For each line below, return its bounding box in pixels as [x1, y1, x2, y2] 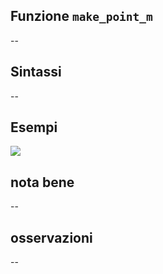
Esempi [10, 119, 58, 136]
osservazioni [10, 229, 93, 246]
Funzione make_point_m [10, 8, 153, 25]
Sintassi [10, 64, 62, 81]
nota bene [10, 174, 75, 191]
